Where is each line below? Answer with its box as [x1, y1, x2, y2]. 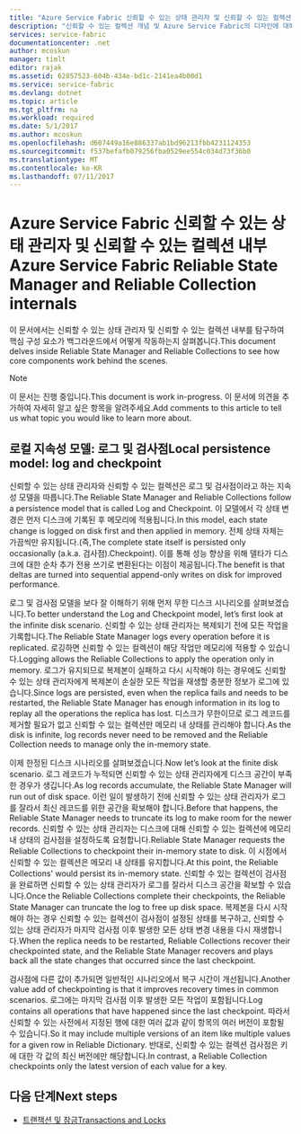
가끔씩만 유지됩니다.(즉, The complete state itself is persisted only [9, 536, 246, 547]
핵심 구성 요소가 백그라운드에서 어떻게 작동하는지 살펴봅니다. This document [9, 336, 276, 347]
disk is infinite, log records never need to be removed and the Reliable [9, 730, 268, 740]
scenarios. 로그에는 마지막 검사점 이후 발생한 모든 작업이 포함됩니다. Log [9, 995, 263, 1005]
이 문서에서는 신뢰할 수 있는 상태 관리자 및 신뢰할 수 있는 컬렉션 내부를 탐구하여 [9, 324, 285, 335]
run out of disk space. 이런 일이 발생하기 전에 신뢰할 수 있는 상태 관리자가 [9, 792, 270, 802]
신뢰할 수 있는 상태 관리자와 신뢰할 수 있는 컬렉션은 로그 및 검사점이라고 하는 [9, 481, 276, 491]
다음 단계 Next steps [9, 1089, 119, 1104]
